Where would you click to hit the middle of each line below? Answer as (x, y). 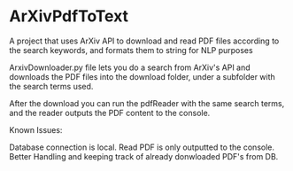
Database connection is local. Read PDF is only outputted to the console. (142, 147)
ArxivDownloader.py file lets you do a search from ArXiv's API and (130, 67)
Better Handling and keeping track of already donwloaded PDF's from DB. (144, 156)
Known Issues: (36, 129)
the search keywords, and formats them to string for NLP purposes (131, 50)
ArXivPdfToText (69, 16)
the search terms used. (51, 86)
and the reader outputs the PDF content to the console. (110, 113)
